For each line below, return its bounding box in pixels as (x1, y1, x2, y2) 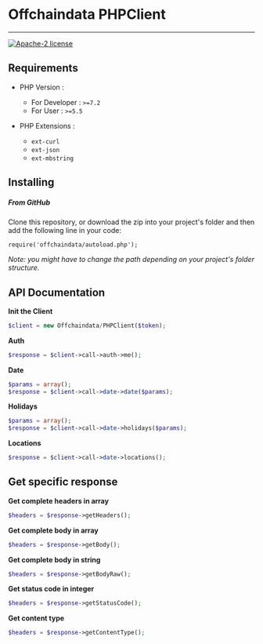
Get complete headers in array (8, 496, 110, 505)
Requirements (8, 61, 78, 75)
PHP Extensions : (19, 121, 76, 130)
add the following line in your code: (8, 226, 122, 235)
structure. (8, 263, 40, 272)
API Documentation (8, 286, 106, 299)
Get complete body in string (8, 555, 101, 564)
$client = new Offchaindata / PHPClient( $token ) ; (8, 322, 167, 329)
